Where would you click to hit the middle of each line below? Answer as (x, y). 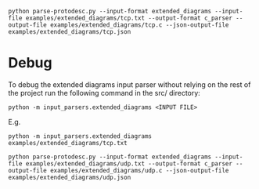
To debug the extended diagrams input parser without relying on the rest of (129, 84)
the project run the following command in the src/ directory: (104, 93)
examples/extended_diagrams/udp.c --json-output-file (139, 170)
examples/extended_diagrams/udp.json (70, 177)
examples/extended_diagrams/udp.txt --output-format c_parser (129, 164)
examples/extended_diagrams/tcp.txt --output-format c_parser (129, 18)
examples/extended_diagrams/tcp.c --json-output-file (139, 25)
